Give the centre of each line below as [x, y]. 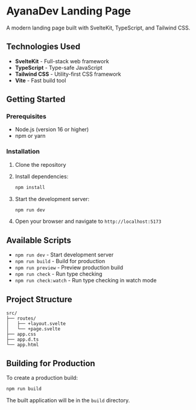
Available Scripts [39, 240]
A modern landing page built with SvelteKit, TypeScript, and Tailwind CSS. [98, 28]
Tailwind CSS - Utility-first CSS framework [68, 74]
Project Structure [39, 299]
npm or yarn [30, 136]
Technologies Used [43, 47]
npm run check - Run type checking [58, 274]
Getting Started [36, 100]
